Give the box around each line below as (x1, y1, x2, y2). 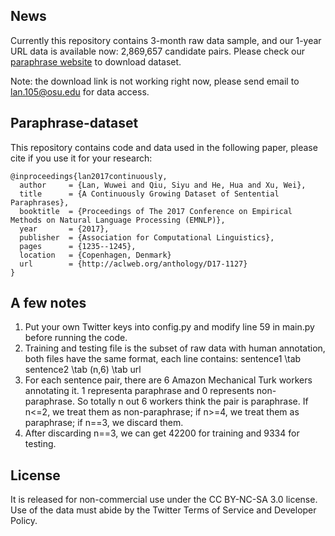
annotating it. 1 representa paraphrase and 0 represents (24, 385, 255, 397)
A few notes (10, 295, 87, 312)
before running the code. (24, 332, 128, 344)
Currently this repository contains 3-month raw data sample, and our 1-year (10, 34, 322, 46)
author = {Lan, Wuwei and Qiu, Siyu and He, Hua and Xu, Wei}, (19, 180, 307, 190)
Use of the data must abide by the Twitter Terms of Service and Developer (10, 504, 317, 516)
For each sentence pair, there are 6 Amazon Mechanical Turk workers (24, 374, 313, 386)
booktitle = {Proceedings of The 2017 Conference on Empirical (19, 206, 293, 216)
